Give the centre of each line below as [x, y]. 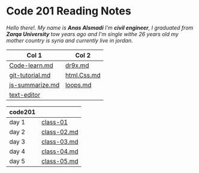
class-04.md [60, 151]
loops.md [78, 85]
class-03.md [60, 141]
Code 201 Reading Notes [69, 11]
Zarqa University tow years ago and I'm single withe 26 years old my [92, 34]
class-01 [54, 122]
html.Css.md [83, 75]
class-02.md [60, 132]
